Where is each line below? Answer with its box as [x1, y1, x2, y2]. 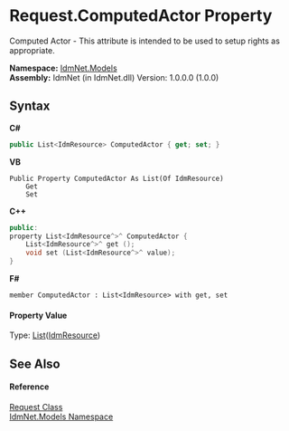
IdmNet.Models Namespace [9, 411, 114, 422]
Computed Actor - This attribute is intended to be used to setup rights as [9, 35, 280, 46]
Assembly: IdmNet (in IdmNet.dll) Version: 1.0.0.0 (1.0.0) [9, 72, 219, 82]
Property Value [9, 310, 68, 321]
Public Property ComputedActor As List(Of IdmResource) [9, 174, 224, 183]
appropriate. [9, 44, 56, 55]
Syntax [9, 99, 51, 114]
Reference [9, 381, 50, 392]
